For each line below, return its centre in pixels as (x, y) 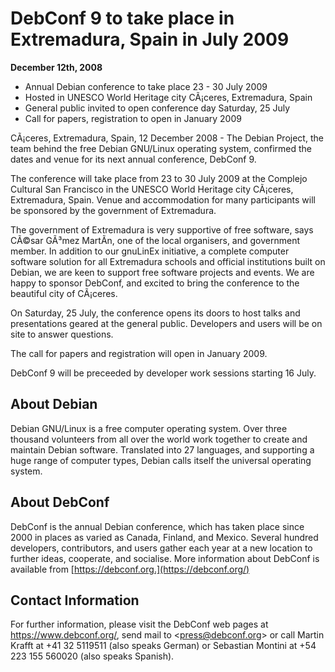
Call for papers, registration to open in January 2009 (133, 118)
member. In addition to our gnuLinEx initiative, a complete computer (150, 251)
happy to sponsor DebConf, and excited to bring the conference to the (155, 283)
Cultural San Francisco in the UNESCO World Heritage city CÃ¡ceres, (152, 189)
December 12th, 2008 (56, 67)
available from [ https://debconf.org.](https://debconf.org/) (130, 569)
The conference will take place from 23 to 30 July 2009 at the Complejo (159, 178)
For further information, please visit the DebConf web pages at (139, 624)
